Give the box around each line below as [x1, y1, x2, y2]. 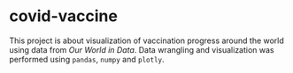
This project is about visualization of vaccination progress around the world [9, 35, 285, 46]
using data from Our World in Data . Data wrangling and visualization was [9, 44, 274, 55]
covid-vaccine [9, 6, 118, 26]
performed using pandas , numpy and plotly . [9, 54, 165, 64]
